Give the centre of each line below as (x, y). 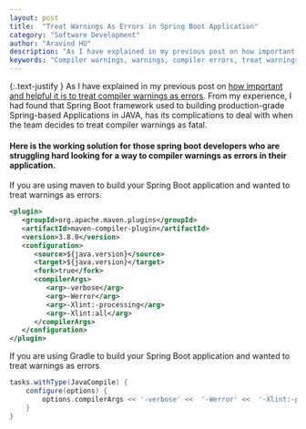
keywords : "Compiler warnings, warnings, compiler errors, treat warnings (154, 60)
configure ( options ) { (66, 391)
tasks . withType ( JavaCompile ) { (69, 383)
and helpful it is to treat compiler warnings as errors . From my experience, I (151, 96)
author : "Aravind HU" (51, 43)
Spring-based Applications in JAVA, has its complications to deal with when (151, 115)
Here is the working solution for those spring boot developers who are (145, 146)
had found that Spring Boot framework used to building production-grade (147, 105)
